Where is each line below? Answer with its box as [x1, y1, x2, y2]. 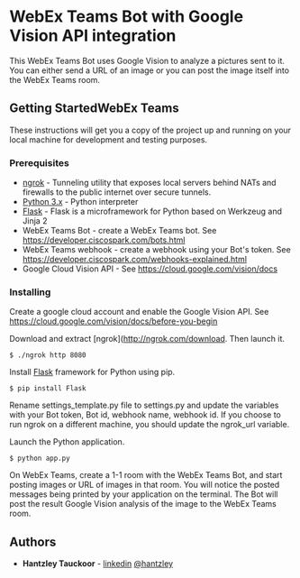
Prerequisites [9, 156, 69, 169]
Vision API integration [9, 25, 177, 46]
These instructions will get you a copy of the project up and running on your [9, 124, 291, 135]
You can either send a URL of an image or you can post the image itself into [9, 65, 290, 76]
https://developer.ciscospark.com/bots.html [22, 234, 186, 245]
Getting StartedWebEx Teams [9, 101, 179, 116]
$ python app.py [9, 454, 70, 463]
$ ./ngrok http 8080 [9, 351, 87, 360]
